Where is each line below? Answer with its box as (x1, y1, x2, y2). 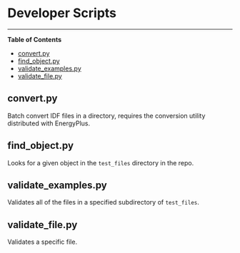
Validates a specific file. (7, 237, 77, 247)
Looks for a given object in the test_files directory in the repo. (7, 158, 194, 167)
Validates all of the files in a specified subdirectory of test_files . (7, 198, 200, 207)
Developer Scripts (7, 5, 116, 21)
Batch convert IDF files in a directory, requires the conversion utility (7, 111, 206, 120)
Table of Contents (7, 35, 62, 43)
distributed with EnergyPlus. (7, 119, 91, 128)
